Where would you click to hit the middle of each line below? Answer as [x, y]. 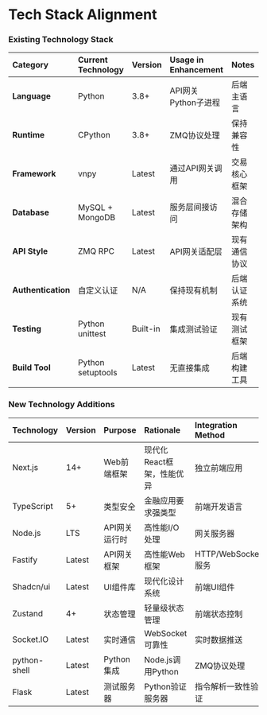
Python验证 [165, 686]
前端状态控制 [219, 614]
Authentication [41, 290]
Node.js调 [163, 659]
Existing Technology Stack [61, 40]
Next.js [25, 467]
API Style [30, 251]
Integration [216, 425]
